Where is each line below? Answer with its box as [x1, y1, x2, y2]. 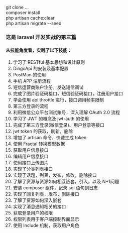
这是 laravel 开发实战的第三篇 [6, 34, 77, 41]
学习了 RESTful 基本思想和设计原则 [13, 59, 85, 65]
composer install [6, 10, 40, 16]
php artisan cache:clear [6, 15, 55, 21]
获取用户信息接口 [13, 147, 49, 153]
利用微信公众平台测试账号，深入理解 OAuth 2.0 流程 [13, 109, 120, 115]
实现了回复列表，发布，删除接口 [13, 191, 79, 197]
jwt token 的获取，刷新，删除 [13, 128, 73, 135]
